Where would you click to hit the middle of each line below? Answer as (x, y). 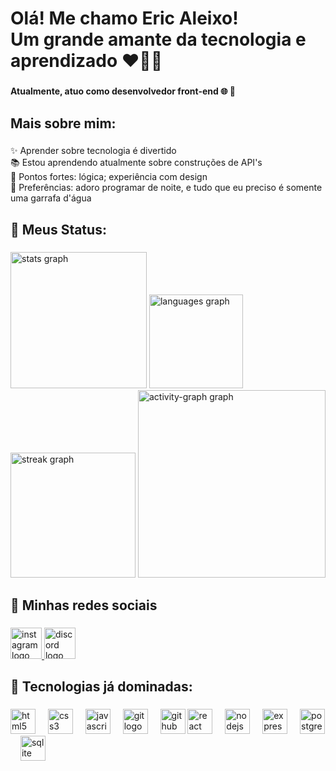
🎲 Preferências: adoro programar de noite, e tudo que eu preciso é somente (166, 188)
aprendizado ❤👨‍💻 (86, 61)
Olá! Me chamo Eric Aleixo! (124, 18)
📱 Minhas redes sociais (84, 605)
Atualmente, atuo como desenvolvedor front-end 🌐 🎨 (123, 91)
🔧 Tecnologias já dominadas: (101, 687)
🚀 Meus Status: (58, 229)
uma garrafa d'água (51, 198)
